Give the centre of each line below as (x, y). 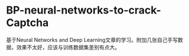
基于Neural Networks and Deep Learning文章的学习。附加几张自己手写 (92, 39)
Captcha (27, 23)
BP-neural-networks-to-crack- (84, 10)
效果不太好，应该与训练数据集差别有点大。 (68, 47)
